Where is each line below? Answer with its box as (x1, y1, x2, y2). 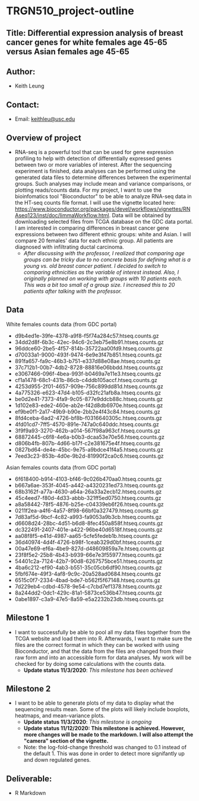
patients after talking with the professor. (23, 287, 122, 295)
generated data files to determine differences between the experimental (14, 174, 191, 181)
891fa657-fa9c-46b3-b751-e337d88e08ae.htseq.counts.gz (14, 357, 161, 364)
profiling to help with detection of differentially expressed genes (14, 155, 172, 162)
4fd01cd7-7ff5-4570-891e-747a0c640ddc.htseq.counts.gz (14, 421, 159, 428)
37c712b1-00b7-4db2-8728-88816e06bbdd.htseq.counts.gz (14, 364, 163, 371)
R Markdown (14, 790, 46, 797)
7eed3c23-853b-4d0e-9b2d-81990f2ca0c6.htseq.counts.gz (14, 452, 164, 459)
